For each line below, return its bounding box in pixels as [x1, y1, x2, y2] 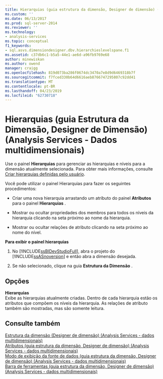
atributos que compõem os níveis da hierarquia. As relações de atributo [5, 300, 148, 306]
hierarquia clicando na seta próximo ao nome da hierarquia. [12, 215, 131, 221]
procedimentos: [5, 186, 37, 192]
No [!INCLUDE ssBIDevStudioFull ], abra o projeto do [12, 248, 115, 254]
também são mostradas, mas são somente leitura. [5, 306, 105, 311]
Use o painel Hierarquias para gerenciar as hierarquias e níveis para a [5, 161, 146, 167]
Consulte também [5, 319, 61, 328]
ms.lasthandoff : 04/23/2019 [5, 88, 62, 93]
